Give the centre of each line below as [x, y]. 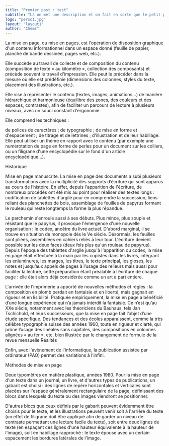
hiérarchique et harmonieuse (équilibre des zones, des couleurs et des [78, 100]
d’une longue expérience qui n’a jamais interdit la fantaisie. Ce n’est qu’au [81, 303]
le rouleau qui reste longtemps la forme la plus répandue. [64, 208]
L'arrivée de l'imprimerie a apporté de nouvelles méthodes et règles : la [79, 287]
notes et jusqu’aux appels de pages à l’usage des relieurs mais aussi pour [81, 266]
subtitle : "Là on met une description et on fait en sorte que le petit [83, 15]
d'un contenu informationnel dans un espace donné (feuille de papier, [77, 48]
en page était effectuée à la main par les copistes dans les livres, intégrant [82, 256]
